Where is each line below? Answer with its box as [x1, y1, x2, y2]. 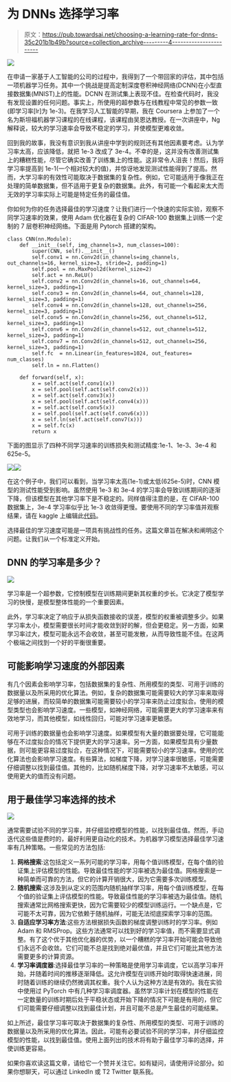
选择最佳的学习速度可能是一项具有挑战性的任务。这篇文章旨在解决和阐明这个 [7, 526, 224, 534]
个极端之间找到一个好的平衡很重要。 [7, 638, 110, 646]
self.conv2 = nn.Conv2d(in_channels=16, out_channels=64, [32, 278, 201, 285]
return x [32, 428, 57, 435]
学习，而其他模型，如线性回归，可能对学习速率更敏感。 [19, 714, 176, 722]
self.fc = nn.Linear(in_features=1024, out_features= [32, 350, 192, 357]
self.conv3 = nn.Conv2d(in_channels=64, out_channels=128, [32, 289, 205, 296]
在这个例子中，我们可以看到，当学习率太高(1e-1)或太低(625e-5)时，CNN [7, 477, 212, 485]
